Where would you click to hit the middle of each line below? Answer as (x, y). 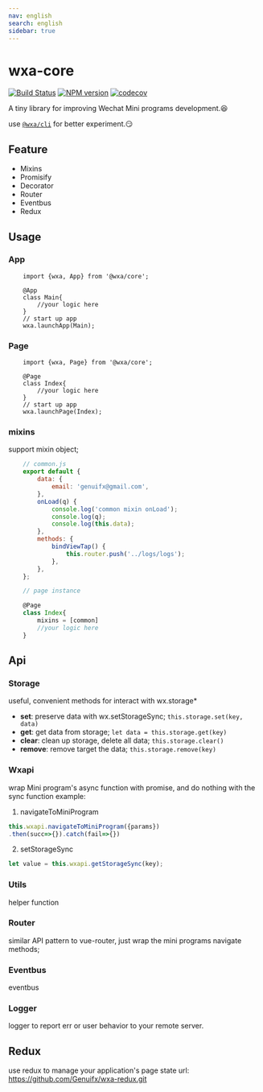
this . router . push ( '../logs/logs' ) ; (125, 554)
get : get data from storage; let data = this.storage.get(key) (123, 732)
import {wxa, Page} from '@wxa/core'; (88, 363)
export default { (52, 472)
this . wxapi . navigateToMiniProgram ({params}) (84, 826)
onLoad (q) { (58, 501)
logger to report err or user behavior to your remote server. (106, 1026)
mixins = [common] (68, 620)
